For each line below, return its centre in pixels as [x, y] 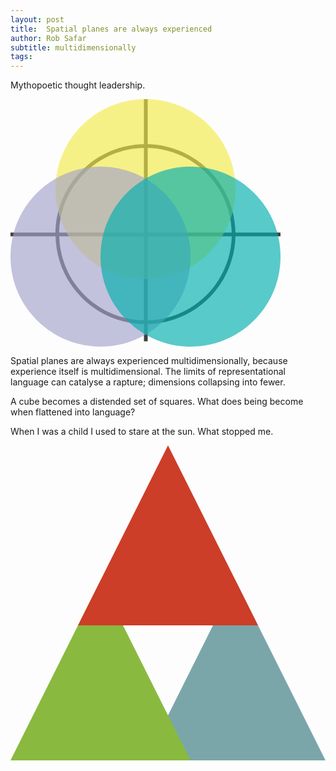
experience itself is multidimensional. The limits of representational [148, 372]
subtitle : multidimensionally [73, 47]
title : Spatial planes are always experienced [111, 29]
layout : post [37, 19]
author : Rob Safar [48, 38]
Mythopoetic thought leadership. [78, 85]
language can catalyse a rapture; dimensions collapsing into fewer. [148, 382]
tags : [21, 57]
